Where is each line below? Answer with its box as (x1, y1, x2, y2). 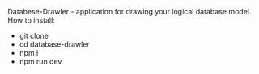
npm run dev (19, 56, 62, 66)
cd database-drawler (19, 39, 90, 49)
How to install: (7, 15, 56, 25)
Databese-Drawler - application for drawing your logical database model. (7, 7, 252, 16)
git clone (19, 31, 49, 40)
